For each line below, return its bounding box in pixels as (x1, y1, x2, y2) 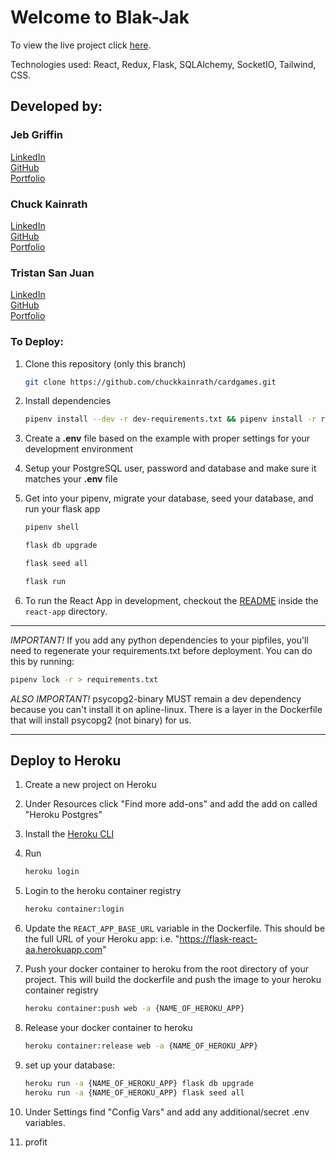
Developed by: (10, 98, 103, 115)
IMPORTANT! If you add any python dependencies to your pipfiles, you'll (10, 634, 309, 646)
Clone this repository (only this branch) (24, 357, 187, 370)
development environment (24, 443, 134, 455)
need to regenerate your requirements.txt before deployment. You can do (10, 644, 313, 656)
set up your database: (24, 1059, 116, 1071)
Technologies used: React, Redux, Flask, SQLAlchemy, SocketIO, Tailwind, (10, 58, 317, 70)
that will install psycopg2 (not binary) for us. (10, 714, 192, 726)
